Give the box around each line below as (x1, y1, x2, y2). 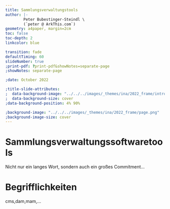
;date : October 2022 (5, 77, 49, 82)
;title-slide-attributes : (5, 87, 60, 92)
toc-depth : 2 (5, 36, 33, 41)
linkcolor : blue (5, 40, 39, 46)
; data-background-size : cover (5, 96, 73, 101)
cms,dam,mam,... (5, 198, 41, 204)
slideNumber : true (5, 59, 44, 64)
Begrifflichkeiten (5, 182, 77, 193)
